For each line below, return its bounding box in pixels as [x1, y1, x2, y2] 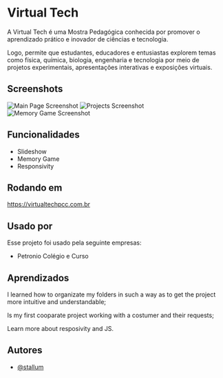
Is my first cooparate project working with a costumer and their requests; [7, 311, 215, 319]
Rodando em [7, 182, 63, 193]
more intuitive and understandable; [7, 298, 107, 305]
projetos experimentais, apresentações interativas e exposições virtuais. [7, 63, 213, 71]
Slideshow [17, 147, 47, 155]
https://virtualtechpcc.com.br [7, 200, 91, 209]
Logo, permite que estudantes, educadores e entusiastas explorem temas [7, 48, 216, 57]
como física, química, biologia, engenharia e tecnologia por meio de [7, 55, 200, 64]
